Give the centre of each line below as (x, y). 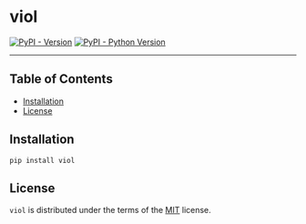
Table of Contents (61, 79)
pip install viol (42, 160)
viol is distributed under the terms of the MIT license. (110, 210)
